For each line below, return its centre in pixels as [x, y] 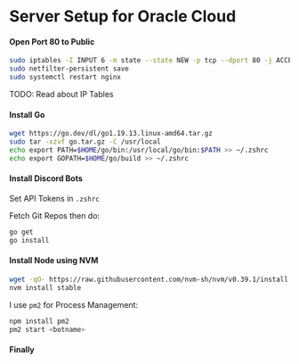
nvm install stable [45, 287]
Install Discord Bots [46, 178]
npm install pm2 [39, 321]
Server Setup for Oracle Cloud [123, 17]
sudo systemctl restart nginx [65, 78]
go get [21, 232]
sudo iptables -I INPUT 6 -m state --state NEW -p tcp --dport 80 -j [141, 61]
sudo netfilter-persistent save [69, 69]
